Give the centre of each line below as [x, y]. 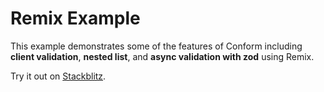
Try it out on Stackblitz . [58, 76]
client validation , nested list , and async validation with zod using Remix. [162, 56]
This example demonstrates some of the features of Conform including [156, 46]
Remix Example [75, 18]
